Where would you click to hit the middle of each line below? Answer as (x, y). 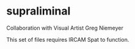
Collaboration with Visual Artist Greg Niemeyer (65, 28)
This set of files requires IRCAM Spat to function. (68, 39)
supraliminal (38, 11)
